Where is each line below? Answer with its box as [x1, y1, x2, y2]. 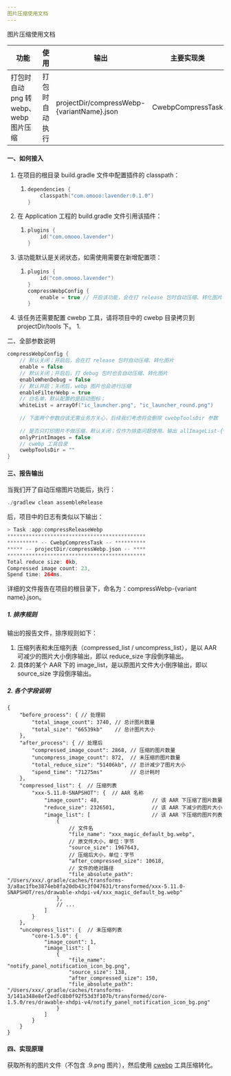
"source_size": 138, [68, 969, 128, 976]
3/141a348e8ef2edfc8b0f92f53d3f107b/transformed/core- [7, 993, 168, 1000]
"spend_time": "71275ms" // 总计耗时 [32, 769, 160, 776]
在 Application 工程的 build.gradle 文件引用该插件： [16, 212, 162, 221]
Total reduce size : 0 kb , [7, 558, 78, 565]
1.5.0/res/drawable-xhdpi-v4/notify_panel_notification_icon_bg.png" [7, 999, 211, 1006]
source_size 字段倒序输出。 [16, 669, 95, 678]
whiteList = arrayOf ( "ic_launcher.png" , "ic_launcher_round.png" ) [19, 402, 214, 409]
